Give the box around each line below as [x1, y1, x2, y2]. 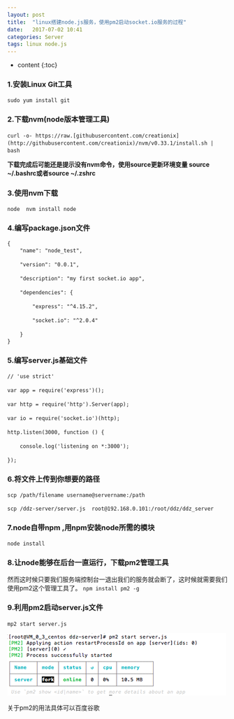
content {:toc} [17, 61, 58, 69]
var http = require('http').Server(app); [7, 400, 130, 408]
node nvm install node [7, 206, 77, 213]
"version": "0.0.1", [20, 261, 80, 268]
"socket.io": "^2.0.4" [32, 317, 98, 324]
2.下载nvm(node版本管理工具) [7, 115, 110, 124]
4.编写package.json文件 [7, 223, 91, 233]
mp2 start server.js [7, 620, 68, 627]
